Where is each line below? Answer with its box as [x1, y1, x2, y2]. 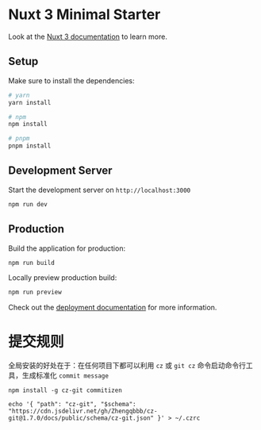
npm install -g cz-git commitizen [8, 386, 123, 394]
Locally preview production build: [8, 273, 117, 282]
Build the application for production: [8, 244, 125, 253]
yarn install [8, 98, 52, 106]
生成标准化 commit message [21, 370, 109, 380]
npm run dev [8, 200, 48, 208]
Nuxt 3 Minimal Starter [8, 6, 161, 24]
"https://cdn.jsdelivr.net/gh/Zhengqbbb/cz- [8, 407, 158, 416]
